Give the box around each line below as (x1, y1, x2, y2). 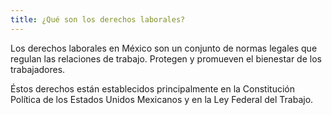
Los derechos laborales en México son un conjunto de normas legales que (10, 42, 318, 54)
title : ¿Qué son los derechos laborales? (10, 14, 186, 25)
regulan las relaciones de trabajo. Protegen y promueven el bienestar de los (10, 52, 322, 65)
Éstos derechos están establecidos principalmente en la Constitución (10, 82, 295, 95)
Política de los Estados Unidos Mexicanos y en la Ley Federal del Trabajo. (10, 93, 314, 105)
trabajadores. (10, 63, 66, 75)
